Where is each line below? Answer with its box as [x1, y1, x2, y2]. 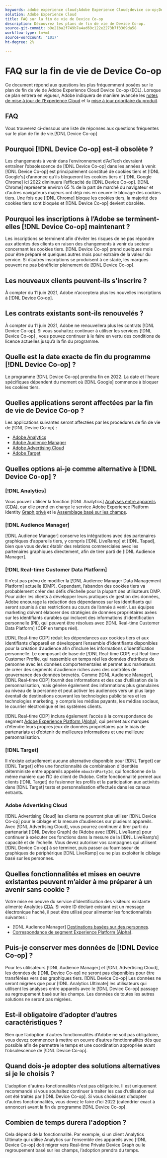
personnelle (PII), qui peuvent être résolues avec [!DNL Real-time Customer [5, 619, 160, 626]
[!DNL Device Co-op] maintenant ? [21, 222, 130, 231]
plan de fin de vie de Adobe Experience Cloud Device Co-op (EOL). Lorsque [5, 87, 161, 93]
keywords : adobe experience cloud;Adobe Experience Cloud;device [5, 7, 143, 12]
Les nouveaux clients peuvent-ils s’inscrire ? [5, 276, 147, 285]
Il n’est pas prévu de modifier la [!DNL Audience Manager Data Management [5, 577, 162, 584]
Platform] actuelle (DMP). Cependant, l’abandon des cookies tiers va [5, 583, 146, 589]
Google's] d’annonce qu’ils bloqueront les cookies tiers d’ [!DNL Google [5, 174, 152, 180]
